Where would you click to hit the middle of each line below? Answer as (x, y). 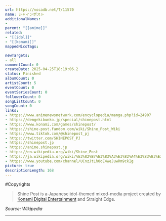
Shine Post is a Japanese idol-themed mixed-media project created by (89, 194)
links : (12, 111)
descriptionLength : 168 (30, 170)
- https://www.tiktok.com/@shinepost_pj (47, 133)
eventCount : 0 (20, 88)
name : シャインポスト (25, 14)
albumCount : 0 (20, 79)
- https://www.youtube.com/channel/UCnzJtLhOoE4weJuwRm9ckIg (69, 161)
